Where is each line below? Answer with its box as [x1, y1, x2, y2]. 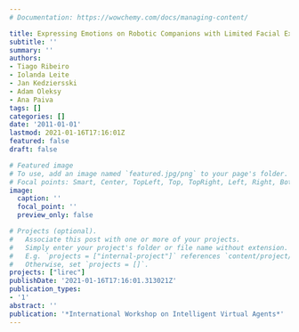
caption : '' [17, 194, 62, 203]
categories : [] [9, 112, 66, 121]
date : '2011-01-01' [9, 120, 82, 129]
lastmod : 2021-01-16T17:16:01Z [9, 128, 125, 138]
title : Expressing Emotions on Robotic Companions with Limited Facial [9, 28, 280, 38]
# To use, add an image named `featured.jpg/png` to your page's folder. [9, 169, 289, 178]
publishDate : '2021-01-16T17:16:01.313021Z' [9, 277, 177, 286]
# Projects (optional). [9, 227, 98, 236]
